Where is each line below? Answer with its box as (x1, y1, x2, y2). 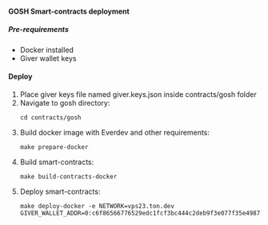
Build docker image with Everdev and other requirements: (19, 127, 210, 137)
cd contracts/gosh (19, 113, 82, 122)
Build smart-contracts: (19, 157, 94, 167)
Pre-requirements (8, 25, 70, 34)
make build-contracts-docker (19, 172, 118, 180)
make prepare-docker (19, 143, 89, 151)
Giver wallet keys (19, 53, 77, 63)
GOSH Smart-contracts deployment (8, 6, 130, 16)
